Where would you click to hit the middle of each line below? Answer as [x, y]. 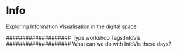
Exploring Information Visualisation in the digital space [72, 26]
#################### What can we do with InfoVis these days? [88, 44]
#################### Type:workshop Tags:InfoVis [74, 37]
